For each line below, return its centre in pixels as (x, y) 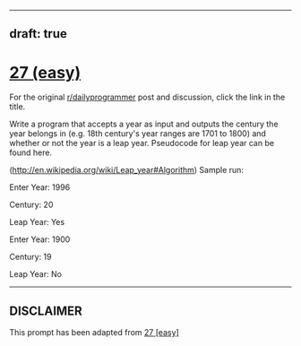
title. (17, 107)
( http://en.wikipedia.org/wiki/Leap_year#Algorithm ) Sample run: (127, 170)
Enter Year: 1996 (40, 187)
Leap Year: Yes (37, 222)
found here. (30, 152)
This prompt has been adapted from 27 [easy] (94, 333)
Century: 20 (31, 205)
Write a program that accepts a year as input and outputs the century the (144, 124)
